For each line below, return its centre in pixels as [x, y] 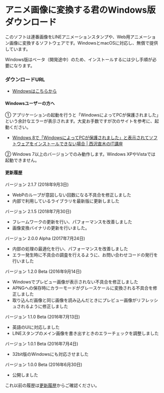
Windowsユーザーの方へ [30, 103]
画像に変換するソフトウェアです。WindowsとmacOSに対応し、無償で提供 [83, 43]
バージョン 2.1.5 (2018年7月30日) [38, 211]
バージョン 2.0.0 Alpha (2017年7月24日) [45, 238]
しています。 [18, 49]
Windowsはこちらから [35, 91]
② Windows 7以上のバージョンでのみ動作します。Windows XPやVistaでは [80, 154]
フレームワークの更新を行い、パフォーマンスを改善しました [72, 221]
